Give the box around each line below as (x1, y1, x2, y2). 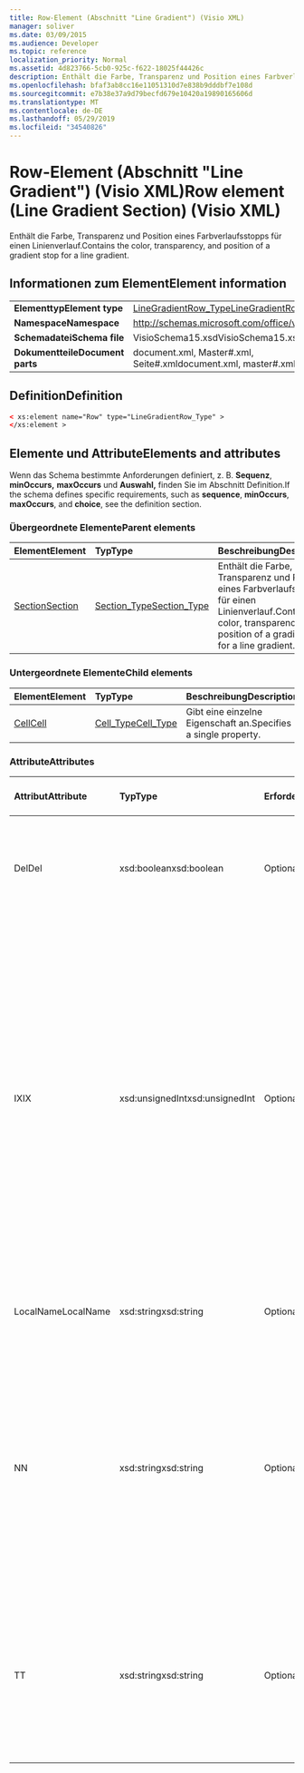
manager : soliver (9, 22, 75, 31)
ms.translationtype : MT (9, 97, 100, 107)
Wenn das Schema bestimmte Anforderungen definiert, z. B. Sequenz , (9, 470, 272, 481)
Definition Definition (9, 388, 123, 404)
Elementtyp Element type (14, 301, 124, 314)
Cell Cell (14, 716, 47, 729)
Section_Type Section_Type (94, 599, 210, 612)
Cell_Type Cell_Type (94, 716, 178, 729)
